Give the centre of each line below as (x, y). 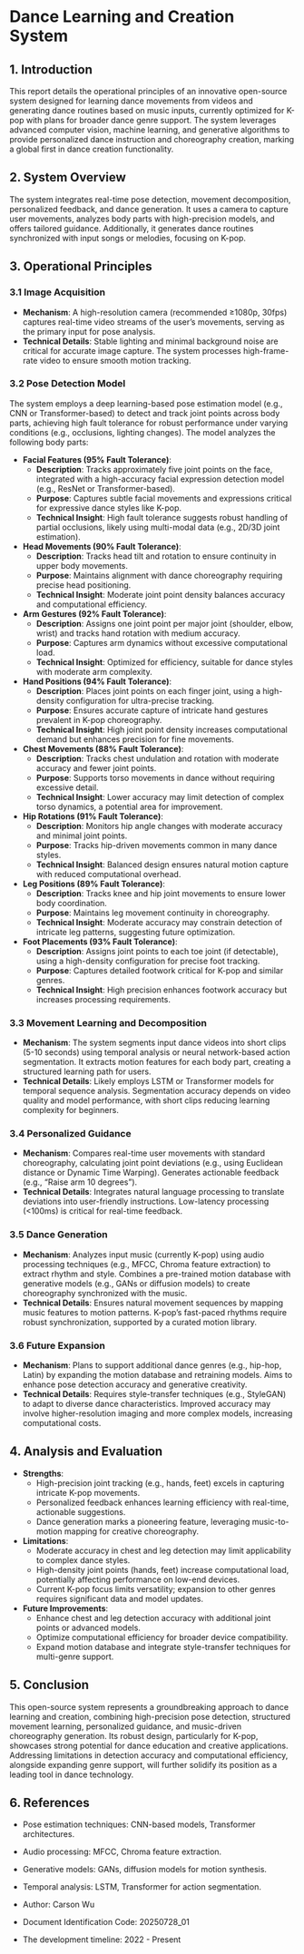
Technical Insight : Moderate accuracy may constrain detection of (159, 922)
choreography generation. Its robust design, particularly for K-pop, (134, 1735)
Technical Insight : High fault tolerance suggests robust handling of (162, 517)
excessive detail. (67, 787)
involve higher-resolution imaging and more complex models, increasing (157, 1413)
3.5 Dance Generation (59, 1235)
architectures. (49, 1834)
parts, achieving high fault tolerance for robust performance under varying (149, 423)
